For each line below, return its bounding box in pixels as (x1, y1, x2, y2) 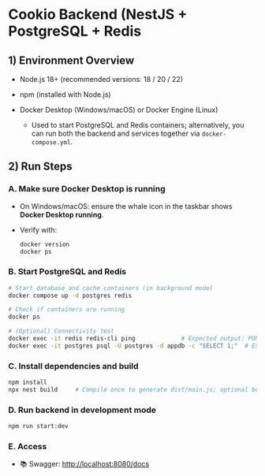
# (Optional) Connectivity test (8, 327, 114, 336)
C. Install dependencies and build (8, 360, 140, 371)
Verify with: (19, 225, 58, 234)
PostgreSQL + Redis (8, 22, 142, 40)
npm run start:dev (8, 422, 69, 430)
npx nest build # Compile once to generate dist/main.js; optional (8, 386, 248, 394)
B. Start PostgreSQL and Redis (8, 266, 127, 277)
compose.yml (31, 139, 71, 147)
